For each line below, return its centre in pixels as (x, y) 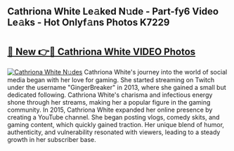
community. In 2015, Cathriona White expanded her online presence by (110, 110)
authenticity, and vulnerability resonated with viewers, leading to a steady (114, 132)
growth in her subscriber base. (52, 139)
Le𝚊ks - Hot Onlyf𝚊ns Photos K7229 (89, 23)
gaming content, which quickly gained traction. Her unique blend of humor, (116, 125)
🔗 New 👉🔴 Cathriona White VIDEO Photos (102, 52)
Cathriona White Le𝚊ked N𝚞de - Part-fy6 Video (113, 12)
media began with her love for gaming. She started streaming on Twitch (111, 80)
